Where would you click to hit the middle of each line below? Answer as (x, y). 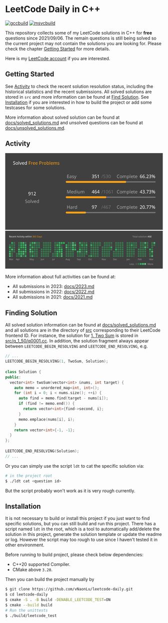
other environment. (25, 545)
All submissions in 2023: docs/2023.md (53, 286)
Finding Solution (31, 313)
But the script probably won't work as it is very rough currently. (70, 491)
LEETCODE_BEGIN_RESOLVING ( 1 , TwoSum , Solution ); (57, 362)
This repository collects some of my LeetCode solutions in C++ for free (79, 33)
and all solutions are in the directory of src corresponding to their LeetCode (83, 330)
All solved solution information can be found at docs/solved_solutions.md (81, 325)
